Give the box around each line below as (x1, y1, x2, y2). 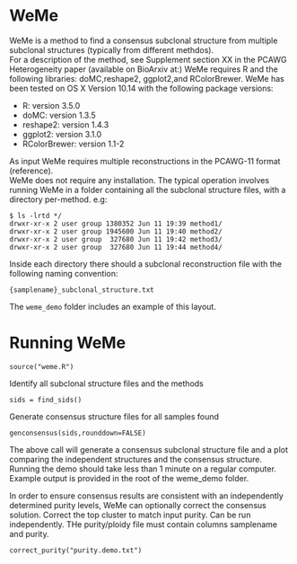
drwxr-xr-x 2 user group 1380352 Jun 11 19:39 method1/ (9, 219, 223, 228)
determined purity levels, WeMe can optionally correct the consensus (9, 499, 266, 510)
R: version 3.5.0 (22, 100, 81, 110)
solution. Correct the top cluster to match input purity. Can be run (9, 509, 251, 520)
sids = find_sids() (9, 395, 83, 404)
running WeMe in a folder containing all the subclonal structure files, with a (9, 184, 286, 195)
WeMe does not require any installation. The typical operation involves (9, 174, 270, 185)
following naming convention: (9, 268, 118, 278)
